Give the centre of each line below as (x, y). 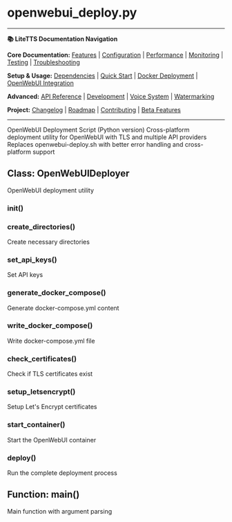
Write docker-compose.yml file (51, 341)
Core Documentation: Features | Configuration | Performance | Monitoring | (115, 55)
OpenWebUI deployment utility (51, 190)
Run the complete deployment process (62, 473)
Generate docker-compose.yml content (63, 308)
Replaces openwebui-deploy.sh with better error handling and (95, 144)
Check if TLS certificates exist (50, 374)
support (43, 152)
